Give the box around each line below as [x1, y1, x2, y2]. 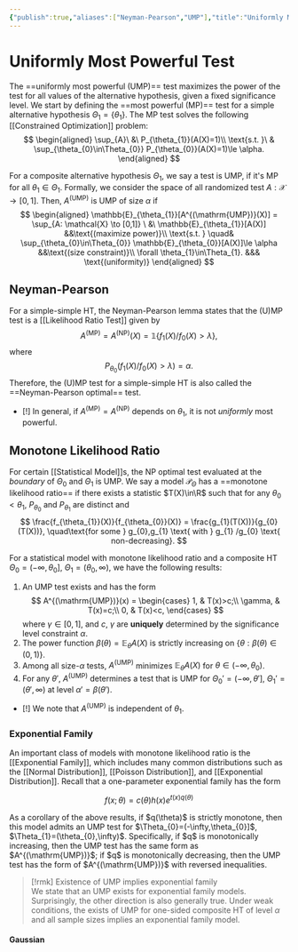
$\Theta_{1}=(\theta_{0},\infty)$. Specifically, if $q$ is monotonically [9, 830, 259, 841]
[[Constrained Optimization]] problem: [9, 121, 149, 132]
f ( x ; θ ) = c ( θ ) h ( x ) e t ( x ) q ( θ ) [105, 793, 193, 805]
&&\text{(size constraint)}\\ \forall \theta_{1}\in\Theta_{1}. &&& [37, 246, 261, 258]
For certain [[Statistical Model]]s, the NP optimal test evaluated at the [9, 467, 263, 477]
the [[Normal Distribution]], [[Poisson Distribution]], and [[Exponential [9, 766, 263, 778]
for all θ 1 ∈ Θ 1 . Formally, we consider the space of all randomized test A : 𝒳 [9, 182, 286, 195]
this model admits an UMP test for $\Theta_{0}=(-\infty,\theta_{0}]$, [9, 821, 257, 832]
